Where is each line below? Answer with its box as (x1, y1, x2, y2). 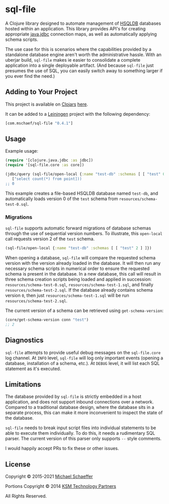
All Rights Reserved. (5, 493, 47, 499)
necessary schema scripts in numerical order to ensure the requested (5, 265, 150, 271)
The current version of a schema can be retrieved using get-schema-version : (5, 307, 164, 313)
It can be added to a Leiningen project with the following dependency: (5, 111, 150, 117)
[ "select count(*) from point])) (12, 176, 82, 181)
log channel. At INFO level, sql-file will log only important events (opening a (5, 355, 163, 361)
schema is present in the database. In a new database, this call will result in (5, 270, 161, 277)
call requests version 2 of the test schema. (5, 236, 95, 242)
